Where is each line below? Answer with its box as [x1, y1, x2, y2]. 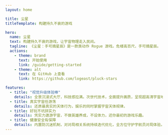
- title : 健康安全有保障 [9, 118, 56, 123]
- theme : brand [14, 53, 46, 58]
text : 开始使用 [18, 58, 47, 63]
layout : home [5, 7, 32, 12]
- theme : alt [14, 67, 41, 72]
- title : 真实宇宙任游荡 [9, 99, 56, 104]
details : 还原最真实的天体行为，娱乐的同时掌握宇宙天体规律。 [14, 104, 127, 109]
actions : [9, 48, 28, 53]
